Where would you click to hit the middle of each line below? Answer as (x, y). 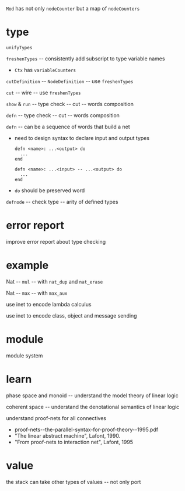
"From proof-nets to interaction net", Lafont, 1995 (74, 442)
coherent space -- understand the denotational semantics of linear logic (93, 407)
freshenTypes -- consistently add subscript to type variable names (85, 59)
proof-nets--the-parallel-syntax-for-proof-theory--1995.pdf (86, 429)
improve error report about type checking (56, 241)
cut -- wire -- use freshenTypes (43, 93)
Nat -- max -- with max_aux (37, 293)
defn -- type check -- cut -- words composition (63, 115)
